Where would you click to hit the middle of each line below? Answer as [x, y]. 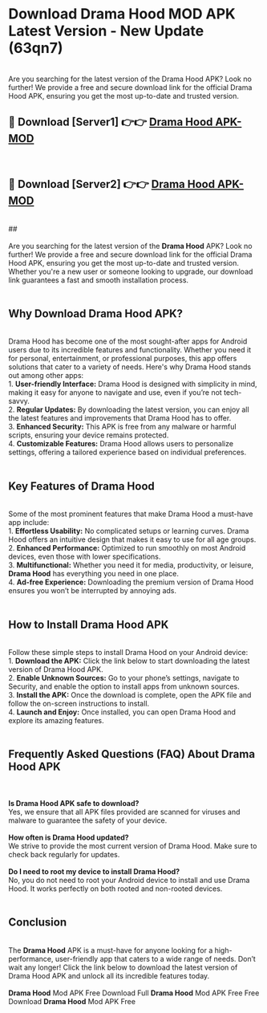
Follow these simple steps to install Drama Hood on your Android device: [128, 652]
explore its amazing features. [56, 720]
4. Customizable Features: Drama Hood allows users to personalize [121, 444]
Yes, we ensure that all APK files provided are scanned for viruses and [124, 812]
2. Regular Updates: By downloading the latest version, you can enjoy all [129, 409]
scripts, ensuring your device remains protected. [89, 435]
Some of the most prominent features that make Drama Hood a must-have [131, 514]
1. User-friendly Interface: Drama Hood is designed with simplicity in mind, [133, 384]
